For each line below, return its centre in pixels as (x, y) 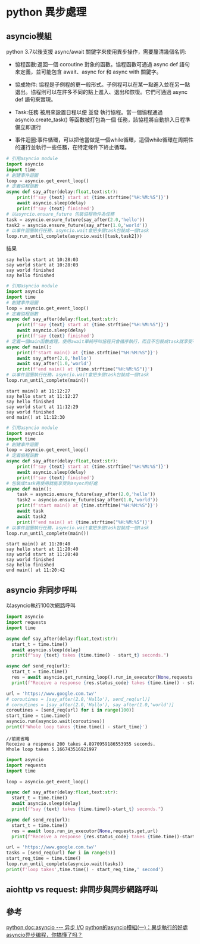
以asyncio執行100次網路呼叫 (41, 606)
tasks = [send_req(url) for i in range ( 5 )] (61, 853)
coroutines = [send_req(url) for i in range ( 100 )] (70, 710)
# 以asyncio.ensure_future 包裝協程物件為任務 (60, 214)
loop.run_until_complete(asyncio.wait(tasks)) (65, 864)
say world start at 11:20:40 (42, 554)
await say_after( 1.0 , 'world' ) (54, 364)
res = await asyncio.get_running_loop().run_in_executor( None (90, 678)
